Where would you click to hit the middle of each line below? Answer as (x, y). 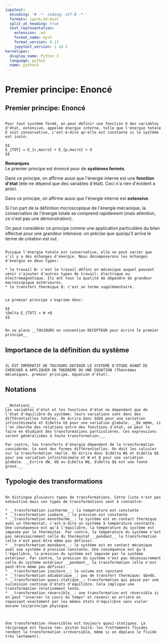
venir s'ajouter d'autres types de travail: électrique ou (68, 274)
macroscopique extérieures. (34, 283)
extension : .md (30, 33)
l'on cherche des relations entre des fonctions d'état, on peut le (78, 427)
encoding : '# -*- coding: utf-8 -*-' (49, 14)
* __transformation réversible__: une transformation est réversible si (82, 593)
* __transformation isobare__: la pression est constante (66, 514)
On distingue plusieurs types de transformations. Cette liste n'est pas (83, 497)
